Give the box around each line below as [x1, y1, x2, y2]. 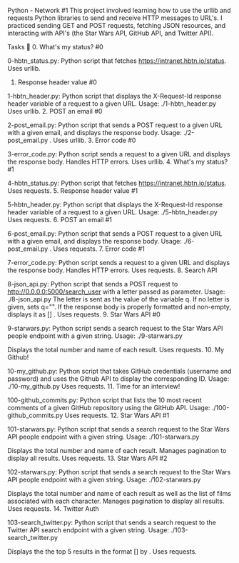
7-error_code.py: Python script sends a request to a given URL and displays [7, 259, 230, 266]
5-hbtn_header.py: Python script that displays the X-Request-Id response [7, 200, 223, 209]
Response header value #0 [17, 78, 98, 86]
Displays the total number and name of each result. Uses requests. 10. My [7, 346, 225, 354]
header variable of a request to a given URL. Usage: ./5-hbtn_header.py [7, 208, 218, 216]
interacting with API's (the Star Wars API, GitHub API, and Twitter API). [7, 29, 214, 37]
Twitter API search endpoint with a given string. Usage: [7, 526, 170, 534]
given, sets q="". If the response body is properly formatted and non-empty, [7, 303, 232, 311]
